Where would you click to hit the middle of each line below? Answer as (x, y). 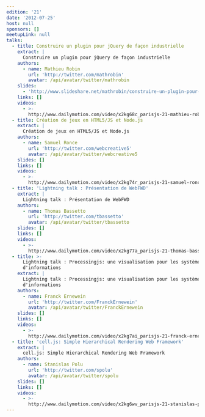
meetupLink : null (28, 35)
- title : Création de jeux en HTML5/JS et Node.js (77, 120)
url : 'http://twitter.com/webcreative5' (80, 148)
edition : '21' (24, 12)
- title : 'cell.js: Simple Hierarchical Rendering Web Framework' (98, 342)
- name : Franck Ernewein (54, 296)
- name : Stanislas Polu (53, 364)
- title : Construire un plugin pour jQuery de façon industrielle (98, 46)
